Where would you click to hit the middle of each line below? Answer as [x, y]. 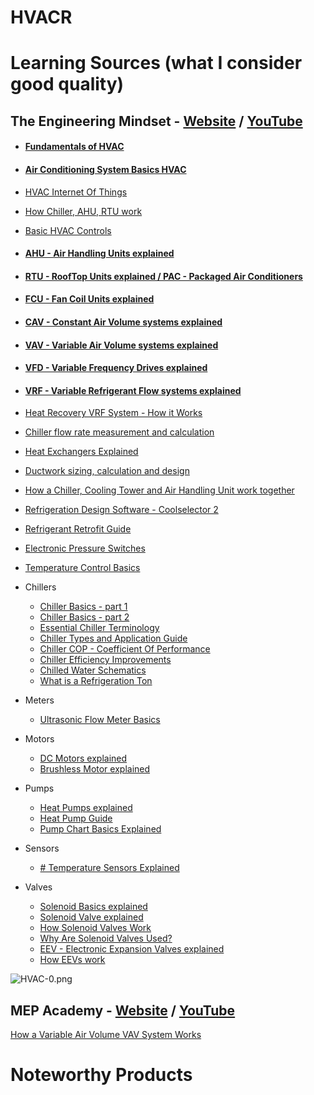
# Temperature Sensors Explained [109, 868]
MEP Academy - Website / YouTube [123, 1010]
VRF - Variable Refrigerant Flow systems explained [133, 390]
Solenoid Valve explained [91, 917]
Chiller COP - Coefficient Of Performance [125, 649]
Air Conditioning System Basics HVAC [105, 169]
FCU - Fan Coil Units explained [89, 299]
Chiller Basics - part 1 [83, 607]
